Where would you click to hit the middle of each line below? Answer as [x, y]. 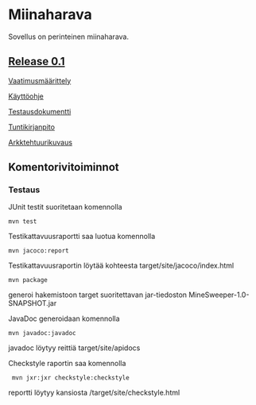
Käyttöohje [26, 96]
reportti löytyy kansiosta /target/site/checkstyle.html [94, 393]
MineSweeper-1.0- [219, 295]
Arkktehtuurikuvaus [41, 142]
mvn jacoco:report [39, 251]
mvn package [28, 280]
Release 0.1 [37, 62]
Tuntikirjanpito [32, 127]
